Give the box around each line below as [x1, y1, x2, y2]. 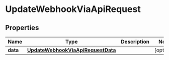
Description [120, 38, 150, 45]
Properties [5, 23, 39, 32]
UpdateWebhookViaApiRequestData [27, 46, 116, 53]
